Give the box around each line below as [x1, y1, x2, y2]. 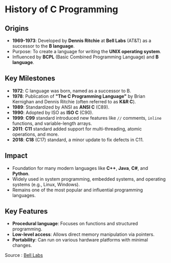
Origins [5, 24, 29, 33]
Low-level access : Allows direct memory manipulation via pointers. [12, 231, 155, 237]
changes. [12, 242, 32, 249]
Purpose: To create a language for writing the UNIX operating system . [12, 49, 162, 54]
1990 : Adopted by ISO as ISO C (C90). [12, 109, 93, 116]
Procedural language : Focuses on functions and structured [12, 221, 138, 227]
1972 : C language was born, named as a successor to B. [12, 87, 132, 94]
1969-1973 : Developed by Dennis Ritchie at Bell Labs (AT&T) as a [12, 37, 152, 43]
